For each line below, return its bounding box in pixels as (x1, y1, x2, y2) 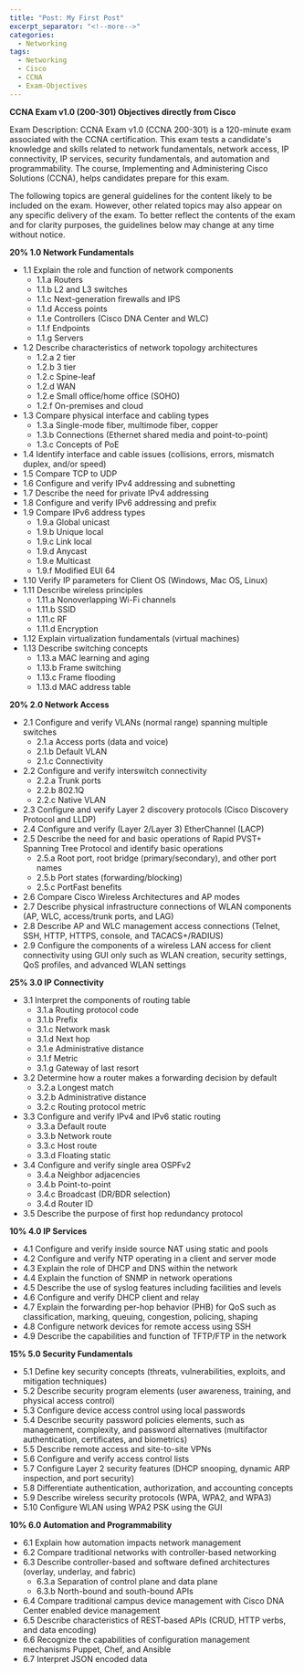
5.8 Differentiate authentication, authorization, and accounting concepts (22, 1482, 294, 1493)
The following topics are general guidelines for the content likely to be (9, 190, 272, 201)
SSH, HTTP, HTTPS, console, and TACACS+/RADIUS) (22, 930, 224, 941)
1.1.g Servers (36, 332, 84, 343)
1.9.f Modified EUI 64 (36, 565, 116, 576)
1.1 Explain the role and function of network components (22, 264, 234, 275)
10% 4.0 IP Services (9, 1225, 88, 1237)
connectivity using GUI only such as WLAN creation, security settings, (22, 949, 288, 960)
